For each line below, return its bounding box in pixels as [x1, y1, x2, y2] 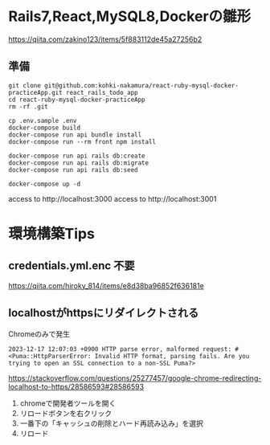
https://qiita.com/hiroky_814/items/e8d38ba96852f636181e [8, 280, 205, 290]
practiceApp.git [8, 88, 63, 96]
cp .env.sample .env [8, 116, 78, 125]
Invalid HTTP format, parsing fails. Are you [94, 352, 250, 360]
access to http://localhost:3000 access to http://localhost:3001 [8, 194, 217, 203]
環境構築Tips [8, 224, 95, 243]
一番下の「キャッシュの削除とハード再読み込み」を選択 [19, 418, 203, 428]
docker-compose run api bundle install [8, 130, 142, 139]
